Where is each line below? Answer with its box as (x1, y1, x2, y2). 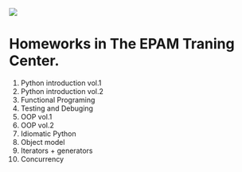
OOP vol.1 (20, 111, 53, 121)
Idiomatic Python (20, 128, 76, 139)
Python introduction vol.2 (20, 86, 104, 96)
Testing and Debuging (20, 104, 94, 113)
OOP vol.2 (20, 120, 55, 130)
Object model (20, 137, 65, 147)
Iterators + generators (20, 146, 93, 155)
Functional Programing (20, 95, 96, 104)
